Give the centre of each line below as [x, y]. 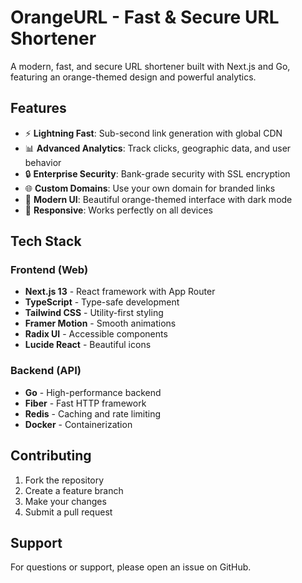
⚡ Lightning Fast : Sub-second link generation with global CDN [153, 133]
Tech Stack [46, 241]
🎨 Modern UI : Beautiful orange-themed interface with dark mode [158, 199]
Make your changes [65, 501]
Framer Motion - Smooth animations [100, 323]
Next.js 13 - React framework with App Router [120, 292]
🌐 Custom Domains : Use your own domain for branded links [150, 188]
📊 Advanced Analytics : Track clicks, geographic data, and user [158, 148]
